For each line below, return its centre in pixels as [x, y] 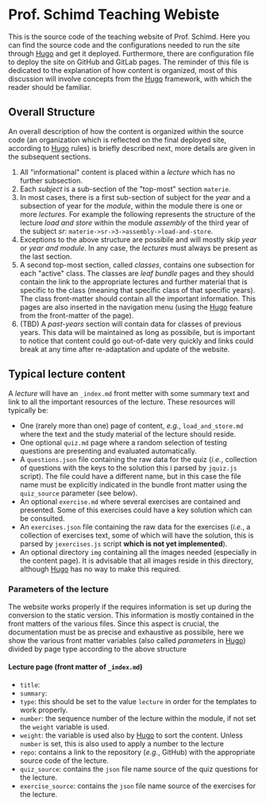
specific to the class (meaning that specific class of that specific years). [137, 290]
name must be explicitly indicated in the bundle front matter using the [133, 484]
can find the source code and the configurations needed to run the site [124, 44]
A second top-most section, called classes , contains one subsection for [137, 264]
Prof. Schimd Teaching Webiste [114, 15]
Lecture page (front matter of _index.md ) [75, 667]
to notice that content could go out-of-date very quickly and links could [137, 341]
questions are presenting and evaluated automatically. [108, 451]
